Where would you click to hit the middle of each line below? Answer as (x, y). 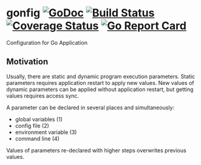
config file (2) (32, 126)
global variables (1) (39, 119)
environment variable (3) (46, 132)
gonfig (23, 13)
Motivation (27, 62)
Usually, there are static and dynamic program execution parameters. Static (101, 76)
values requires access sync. (43, 96)
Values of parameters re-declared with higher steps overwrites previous (96, 150)
